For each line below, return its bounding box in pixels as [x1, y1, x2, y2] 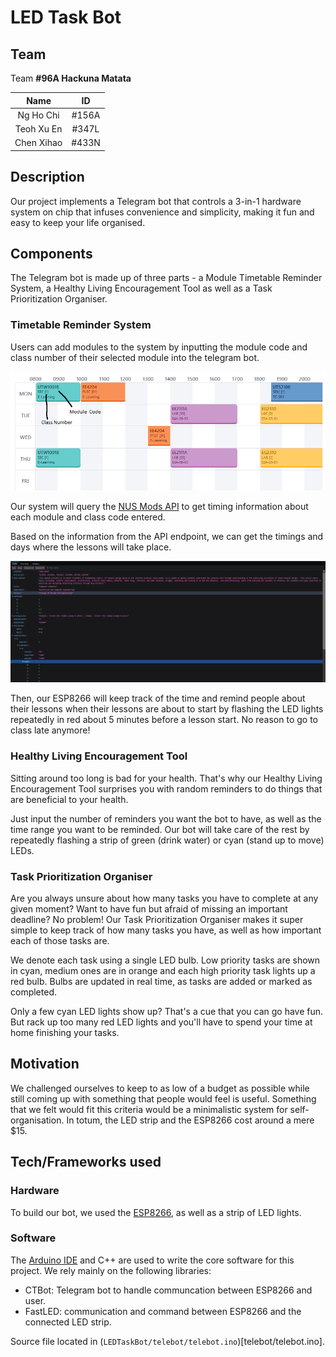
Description [10, 169, 85, 186]
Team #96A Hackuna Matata [10, 72, 132, 84]
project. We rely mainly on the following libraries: [10, 1264, 212, 1276]
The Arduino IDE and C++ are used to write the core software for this [10, 1254, 295, 1266]
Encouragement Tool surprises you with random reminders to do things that [10, 782, 323, 795]
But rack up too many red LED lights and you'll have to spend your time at [10, 1016, 313, 1028]
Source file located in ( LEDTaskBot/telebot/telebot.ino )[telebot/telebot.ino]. [10, 1335, 325, 1347]
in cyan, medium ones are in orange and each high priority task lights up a [10, 965, 316, 977]
